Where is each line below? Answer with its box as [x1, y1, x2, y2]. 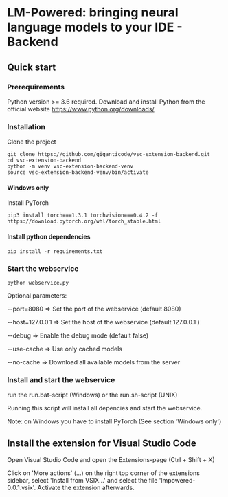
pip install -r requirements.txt [7, 247, 103, 255]
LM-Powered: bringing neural [7, 5, 179, 21]
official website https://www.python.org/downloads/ [7, 104, 155, 113]
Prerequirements [7, 82, 65, 91]
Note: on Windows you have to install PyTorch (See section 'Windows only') [7, 417, 222, 426]
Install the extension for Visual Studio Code [7, 437, 197, 449]
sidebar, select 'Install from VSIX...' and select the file [7, 476, 158, 484]
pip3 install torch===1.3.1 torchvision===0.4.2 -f [7, 212, 158, 219]
